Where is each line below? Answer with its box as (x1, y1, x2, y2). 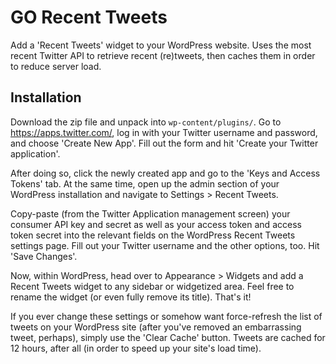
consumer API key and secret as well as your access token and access (10, 218, 302, 230)
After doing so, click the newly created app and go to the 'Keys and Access (10, 167, 321, 179)
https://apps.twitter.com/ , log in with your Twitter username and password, (10, 126, 318, 138)
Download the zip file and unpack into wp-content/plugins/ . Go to (10, 116, 282, 128)
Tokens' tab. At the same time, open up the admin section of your (10, 177, 280, 190)
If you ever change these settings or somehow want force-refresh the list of (10, 310, 323, 322)
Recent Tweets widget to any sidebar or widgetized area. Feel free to (10, 280, 295, 292)
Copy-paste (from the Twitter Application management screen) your (10, 207, 291, 220)
